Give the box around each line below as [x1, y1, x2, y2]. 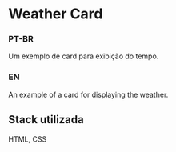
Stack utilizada [8, 113, 84, 126]
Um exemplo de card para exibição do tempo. [8, 51, 159, 61]
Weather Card [8, 5, 103, 23]
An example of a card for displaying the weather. [8, 90, 169, 99]
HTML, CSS [8, 134, 47, 144]
